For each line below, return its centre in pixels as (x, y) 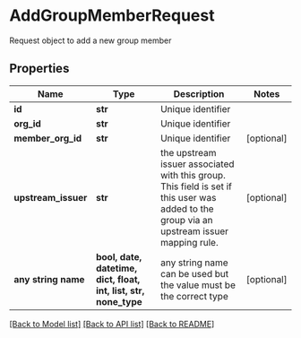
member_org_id (48, 138)
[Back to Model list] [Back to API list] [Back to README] (112, 324)
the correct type (194, 296)
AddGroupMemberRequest (112, 16)
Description (199, 93)
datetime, (116, 268)
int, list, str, (120, 290)
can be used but (194, 273)
